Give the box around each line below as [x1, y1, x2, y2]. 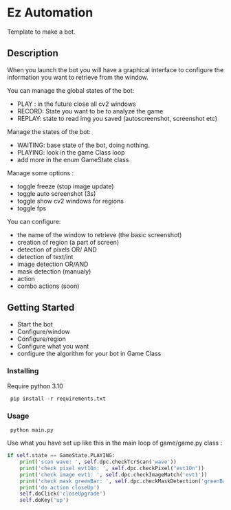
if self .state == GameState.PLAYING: [7, 452, 115, 459]
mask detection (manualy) [16, 267, 91, 276]
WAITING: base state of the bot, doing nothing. [16, 141, 150, 149]
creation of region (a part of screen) [16, 238, 119, 246]
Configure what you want [16, 342, 89, 350]
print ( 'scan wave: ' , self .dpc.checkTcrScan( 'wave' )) [19, 458, 177, 465]
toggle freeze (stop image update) [16, 182, 115, 190]
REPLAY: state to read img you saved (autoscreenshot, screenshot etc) [16, 114, 218, 122]
